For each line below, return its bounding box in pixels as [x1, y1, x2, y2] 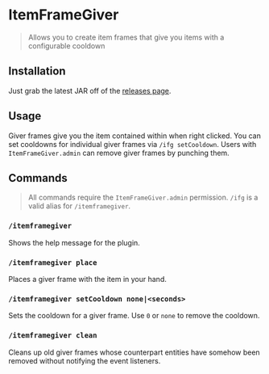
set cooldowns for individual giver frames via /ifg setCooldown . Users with [8, 139, 257, 149]
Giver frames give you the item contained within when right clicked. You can [8, 131, 262, 141]
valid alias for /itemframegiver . [27, 201, 131, 211]
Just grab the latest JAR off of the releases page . [8, 86, 172, 95]
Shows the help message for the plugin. [8, 237, 141, 247]
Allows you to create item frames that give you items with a [27, 32, 225, 42]
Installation [8, 65, 66, 78]
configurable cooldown [27, 40, 106, 50]
